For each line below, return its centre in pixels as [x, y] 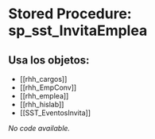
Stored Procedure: [70, 14]
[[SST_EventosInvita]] [55, 113]
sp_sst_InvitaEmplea [78, 31]
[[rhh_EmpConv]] [48, 87]
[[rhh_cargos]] [43, 79]
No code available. [39, 128]
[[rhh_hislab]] [42, 104]
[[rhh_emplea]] [44, 96]
